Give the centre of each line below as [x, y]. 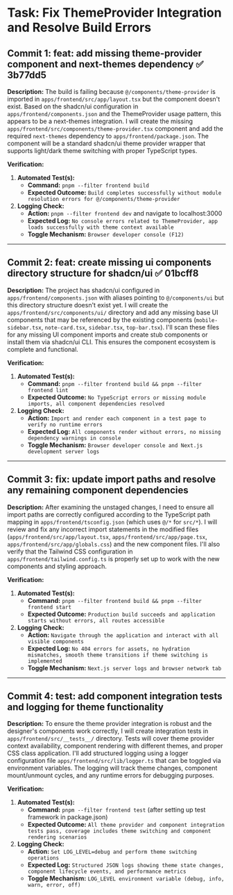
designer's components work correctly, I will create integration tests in [108, 731]
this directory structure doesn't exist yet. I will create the [88, 305]
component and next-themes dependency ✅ [105, 64]
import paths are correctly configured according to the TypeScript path [109, 514]
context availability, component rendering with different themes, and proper [115, 746]
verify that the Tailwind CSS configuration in [70, 551]
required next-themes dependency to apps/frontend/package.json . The [108, 136]
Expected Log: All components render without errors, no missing [124, 431]
